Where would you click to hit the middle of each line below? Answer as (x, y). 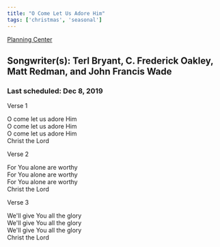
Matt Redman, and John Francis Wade (90, 71)
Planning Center (30, 39)
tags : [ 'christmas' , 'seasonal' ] (55, 20)
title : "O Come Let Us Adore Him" (56, 13)
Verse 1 (17, 106)
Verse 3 (18, 203)
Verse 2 (18, 154)
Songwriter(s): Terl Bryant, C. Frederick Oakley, (110, 61)
